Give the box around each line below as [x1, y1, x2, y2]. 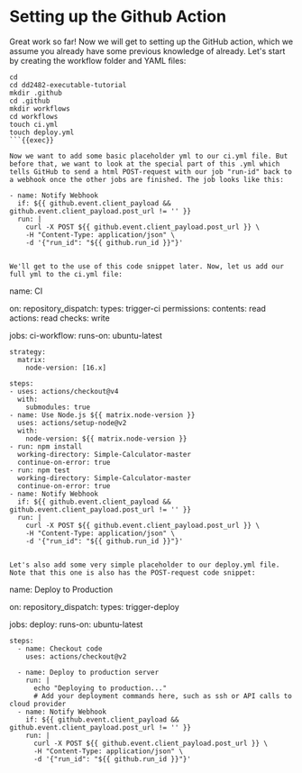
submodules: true [25, 403, 91, 412]
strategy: [9, 347, 47, 357]
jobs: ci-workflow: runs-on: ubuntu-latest [9, 330, 162, 341]
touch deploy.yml [9, 128, 75, 137]
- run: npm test [9, 466, 70, 475]
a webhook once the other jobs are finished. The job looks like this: [9, 175, 284, 184]
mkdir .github [9, 88, 63, 97]
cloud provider [9, 699, 67, 708]
